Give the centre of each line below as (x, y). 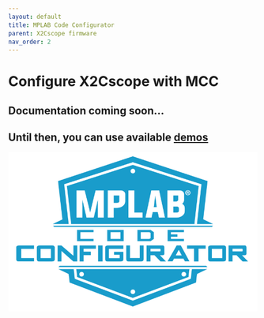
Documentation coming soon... (86, 110)
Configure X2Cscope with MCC (114, 82)
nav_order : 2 (30, 42)
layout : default (35, 17)
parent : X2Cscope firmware (53, 33)
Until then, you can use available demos (108, 138)
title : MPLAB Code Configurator (61, 25)
